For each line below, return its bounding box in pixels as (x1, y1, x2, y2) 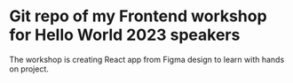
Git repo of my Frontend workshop (9, 6, 268, 26)
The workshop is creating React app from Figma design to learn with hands (9, 54, 285, 64)
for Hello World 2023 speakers (9, 25, 241, 45)
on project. (9, 64, 49, 74)
